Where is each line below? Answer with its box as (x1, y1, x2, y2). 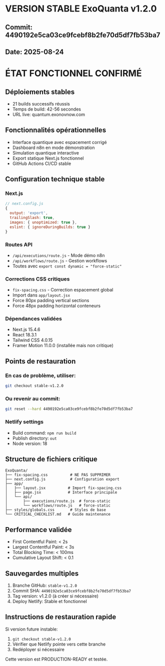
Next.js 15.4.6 (12, 326, 41, 332)
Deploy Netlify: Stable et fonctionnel (12, 598, 87, 604)
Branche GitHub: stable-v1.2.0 (12, 582, 77, 588)
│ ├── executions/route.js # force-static (5, 498, 111, 504)
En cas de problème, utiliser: (5, 372, 76, 379)
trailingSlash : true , (9, 215, 55, 220)
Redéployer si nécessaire (12, 646, 65, 652)
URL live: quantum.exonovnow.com (12, 111, 85, 117)
